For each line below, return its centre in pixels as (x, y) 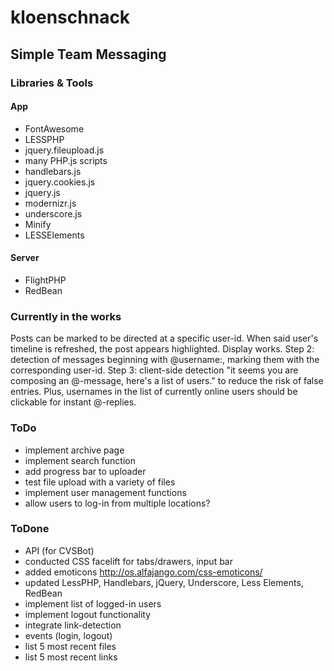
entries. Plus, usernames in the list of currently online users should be (154, 392)
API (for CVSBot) (59, 550)
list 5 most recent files (70, 646)
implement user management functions (105, 492)
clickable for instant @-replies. (73, 402)
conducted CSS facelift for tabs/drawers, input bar (129, 561)
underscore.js (53, 213)
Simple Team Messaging (88, 54)
